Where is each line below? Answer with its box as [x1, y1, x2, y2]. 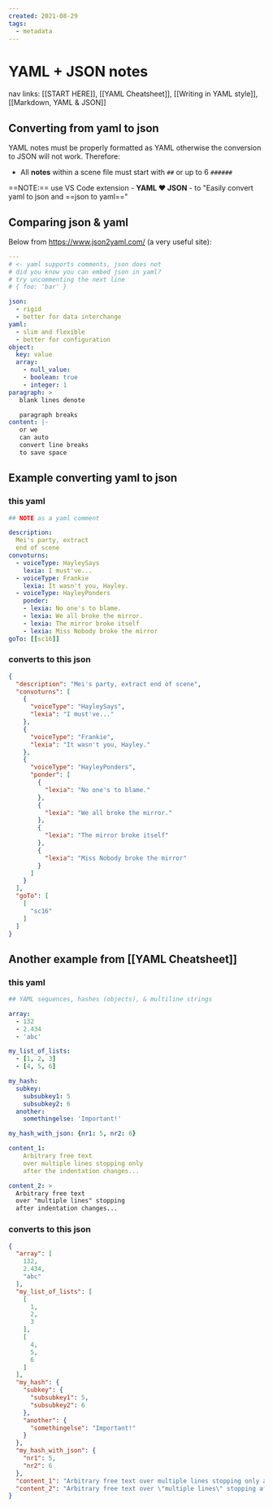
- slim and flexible [15, 327, 85, 336]
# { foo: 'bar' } [8, 283, 67, 291]
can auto [19, 433, 49, 442]
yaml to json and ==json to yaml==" [8, 192, 128, 202]
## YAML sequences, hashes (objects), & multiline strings [8, 995, 213, 1004]
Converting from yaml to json [8, 121, 160, 135]
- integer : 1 [23, 380, 67, 389]
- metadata [15, 27, 53, 35]
